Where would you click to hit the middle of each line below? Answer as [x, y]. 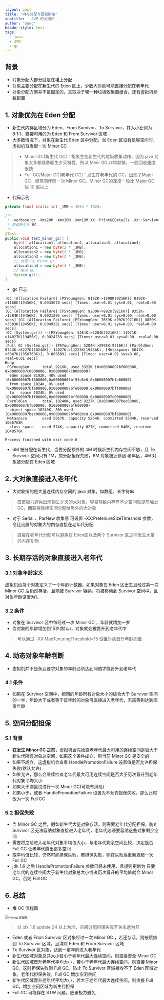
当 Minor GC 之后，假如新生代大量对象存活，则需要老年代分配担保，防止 [85, 824]
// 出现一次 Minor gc [34, 261]
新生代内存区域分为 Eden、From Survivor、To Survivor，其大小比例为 [82, 128]
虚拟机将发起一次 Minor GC [40, 146]
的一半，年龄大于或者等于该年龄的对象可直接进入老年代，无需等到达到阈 [85, 700]
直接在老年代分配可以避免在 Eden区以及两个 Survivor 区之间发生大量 [86, 535]
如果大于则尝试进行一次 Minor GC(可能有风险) [58, 787]
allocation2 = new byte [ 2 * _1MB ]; [50, 252]
